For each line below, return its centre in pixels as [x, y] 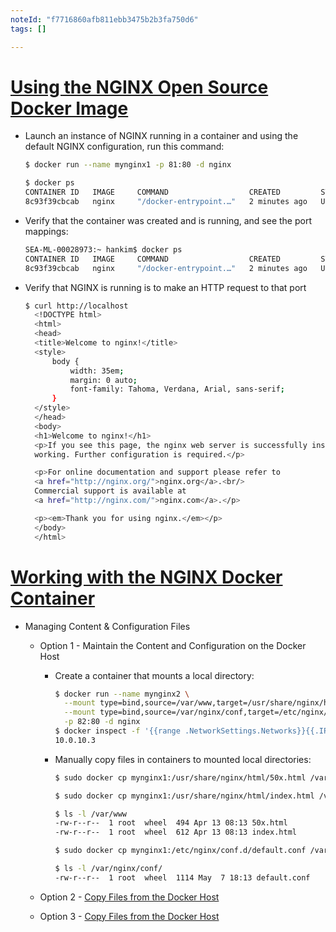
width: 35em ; [97, 371]
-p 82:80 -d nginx [102, 722]
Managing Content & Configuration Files [107, 626]
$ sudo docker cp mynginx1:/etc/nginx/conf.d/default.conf [180, 851]
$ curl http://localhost [76, 306]
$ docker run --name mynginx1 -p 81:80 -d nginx [128, 165]
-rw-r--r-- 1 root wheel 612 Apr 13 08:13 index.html [175, 832]
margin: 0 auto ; [103, 380]
